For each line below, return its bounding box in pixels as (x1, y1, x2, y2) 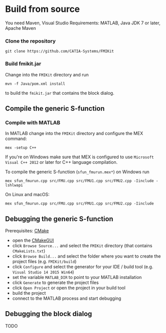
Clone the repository (5, 37, 56, 44)
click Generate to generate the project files (12, 279, 99, 286)
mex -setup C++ (5, 145, 37, 150)
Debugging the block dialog (5, 310, 93, 318)
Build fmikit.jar (5, 61, 41, 67)
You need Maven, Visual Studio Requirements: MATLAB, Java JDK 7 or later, (5, 20, 161, 26)
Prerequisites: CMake (5, 228, 49, 234)
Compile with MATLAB (5, 119, 60, 126)
